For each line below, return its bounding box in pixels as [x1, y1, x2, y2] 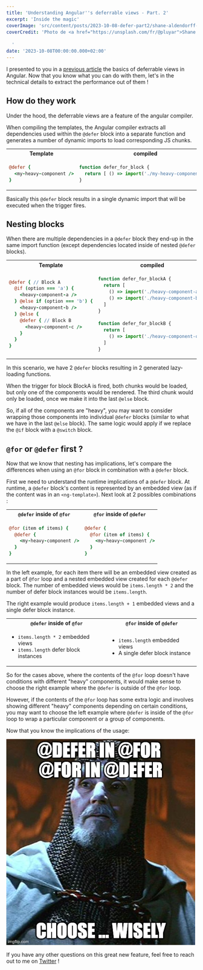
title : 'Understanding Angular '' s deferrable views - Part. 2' [6, 10, 169, 16]
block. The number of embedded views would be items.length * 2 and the [6, 581, 194, 589]
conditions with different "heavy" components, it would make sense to [6, 678, 181, 685]
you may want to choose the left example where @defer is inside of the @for [6, 708, 194, 716]
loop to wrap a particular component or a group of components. [6, 715, 165, 722]
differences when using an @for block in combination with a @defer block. [6, 466, 189, 473]
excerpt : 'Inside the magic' [6, 16, 80, 22]
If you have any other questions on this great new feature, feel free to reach [6, 951, 195, 958]
